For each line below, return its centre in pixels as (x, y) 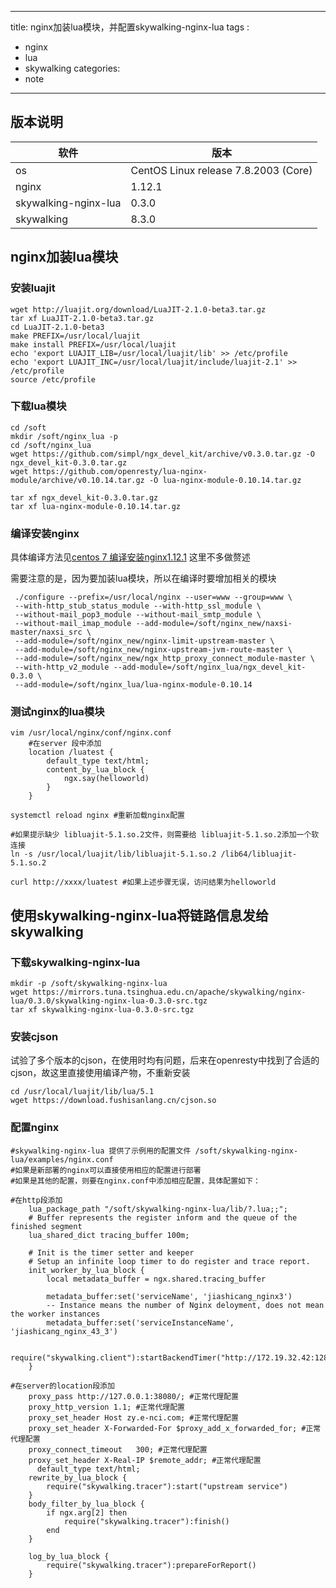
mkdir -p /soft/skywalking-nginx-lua (89, 984)
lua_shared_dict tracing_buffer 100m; (109, 1235)
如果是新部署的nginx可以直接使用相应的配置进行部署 (108, 1170)
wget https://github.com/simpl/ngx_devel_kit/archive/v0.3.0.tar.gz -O (162, 454)
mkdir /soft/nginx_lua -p (64, 436)
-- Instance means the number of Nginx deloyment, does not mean (185, 1305)
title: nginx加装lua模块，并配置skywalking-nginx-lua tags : (130, 27)
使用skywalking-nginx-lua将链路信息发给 (140, 915)
